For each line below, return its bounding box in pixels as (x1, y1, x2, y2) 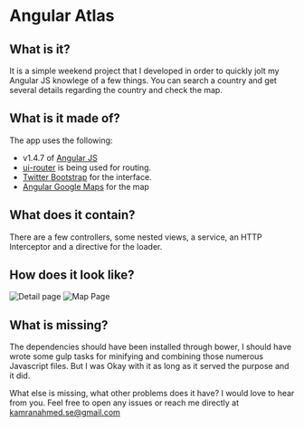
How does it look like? (9, 268, 135, 283)
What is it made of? (9, 110, 120, 127)
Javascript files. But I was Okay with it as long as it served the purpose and (9, 361, 290, 372)
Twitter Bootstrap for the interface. (22, 171, 152, 182)
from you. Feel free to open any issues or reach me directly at (9, 397, 240, 408)
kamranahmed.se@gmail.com (9, 407, 120, 418)
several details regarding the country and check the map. (9, 85, 223, 95)
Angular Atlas (9, 5, 115, 26)
